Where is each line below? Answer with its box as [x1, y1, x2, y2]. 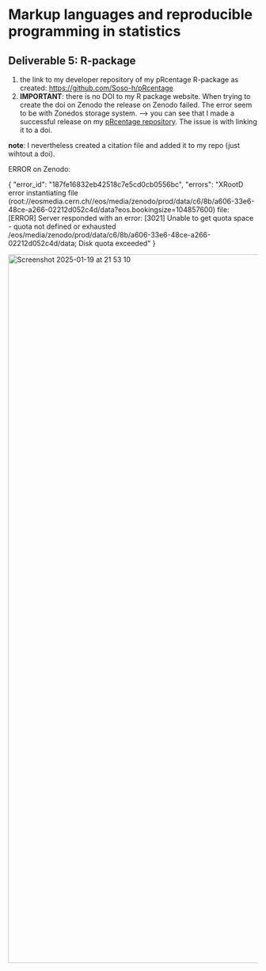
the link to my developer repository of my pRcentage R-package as [19, 75, 239, 84]
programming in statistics [8, 22, 181, 40]
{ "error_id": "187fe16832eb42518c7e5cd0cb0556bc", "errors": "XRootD [8, 180, 244, 189]
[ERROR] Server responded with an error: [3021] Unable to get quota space [8, 214, 254, 222]
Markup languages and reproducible [8, 6, 253, 24]
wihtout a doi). [8, 149, 55, 158]
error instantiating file [8, 188, 78, 197]
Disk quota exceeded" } [78, 239, 156, 248]
